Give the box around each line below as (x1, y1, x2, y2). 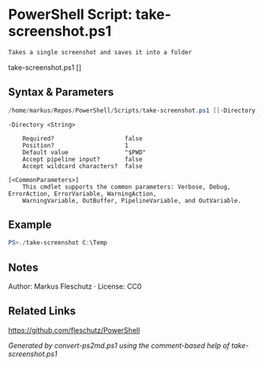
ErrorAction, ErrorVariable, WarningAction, (8, 189, 157, 198)
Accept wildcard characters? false (22, 162, 144, 170)
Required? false (22, 134, 144, 143)
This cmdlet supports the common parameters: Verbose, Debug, (22, 183, 231, 191)
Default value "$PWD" (22, 148, 147, 156)
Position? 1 (22, 141, 129, 149)
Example (8, 218, 52, 231)
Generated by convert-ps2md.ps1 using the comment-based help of (8, 341, 230, 350)
